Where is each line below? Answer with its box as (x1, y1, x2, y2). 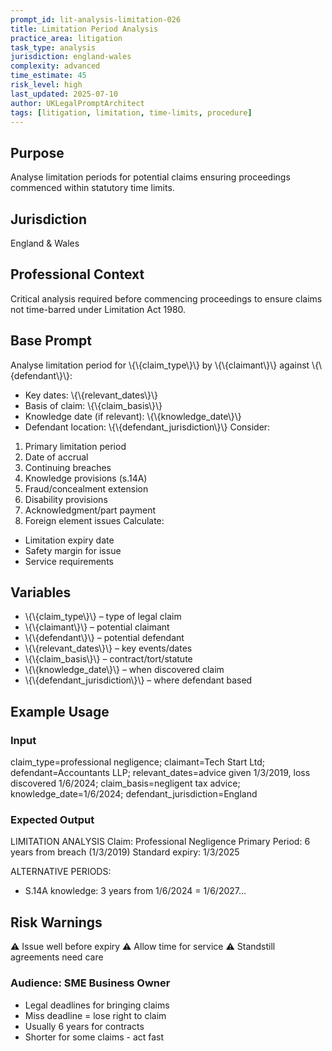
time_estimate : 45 (10, 71, 87, 81)
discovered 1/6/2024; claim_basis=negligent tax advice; (10, 777, 241, 790)
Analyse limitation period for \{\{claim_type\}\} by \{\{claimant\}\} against (10, 359, 310, 371)
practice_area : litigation (10, 33, 123, 43)
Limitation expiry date (24, 534, 115, 546)
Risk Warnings (10, 914, 103, 931)
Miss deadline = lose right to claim (24, 1009, 167, 1021)
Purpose (10, 144, 65, 161)
